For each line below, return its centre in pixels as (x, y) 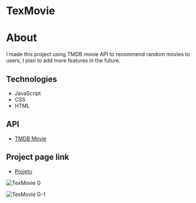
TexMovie (31, 11)
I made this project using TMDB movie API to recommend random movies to (98, 54)
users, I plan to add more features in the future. (63, 61)
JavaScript (28, 93)
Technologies (32, 79)
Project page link (38, 157)
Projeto (23, 171)
